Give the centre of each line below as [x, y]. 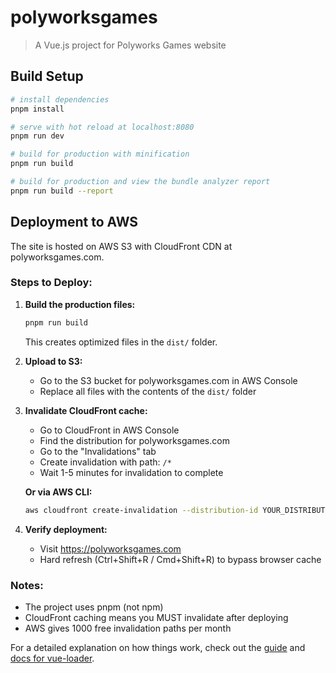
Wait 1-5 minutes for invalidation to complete [131, 472]
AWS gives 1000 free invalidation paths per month [128, 628]
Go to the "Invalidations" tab [98, 451]
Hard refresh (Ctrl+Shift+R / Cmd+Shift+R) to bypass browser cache [180, 559]
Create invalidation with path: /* [105, 462]
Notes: [27, 585]
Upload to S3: [53, 361]
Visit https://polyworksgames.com [110, 548]
